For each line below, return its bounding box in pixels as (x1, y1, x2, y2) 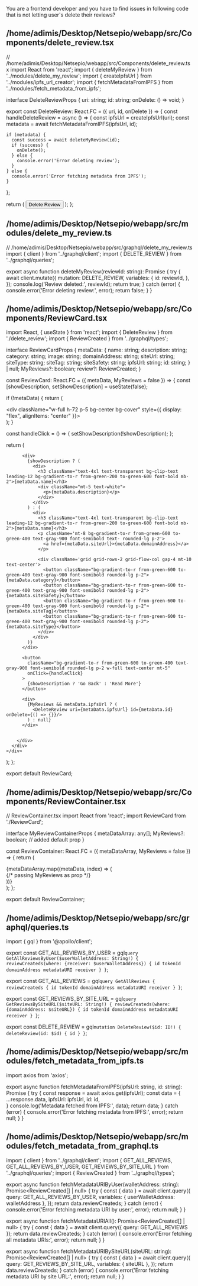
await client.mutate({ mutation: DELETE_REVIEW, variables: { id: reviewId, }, (6, 274, 190, 281)
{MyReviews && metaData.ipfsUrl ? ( (27, 701, 118, 708)
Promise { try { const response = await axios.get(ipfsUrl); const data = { (6, 1089, 181, 1097)
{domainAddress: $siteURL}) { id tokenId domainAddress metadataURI (6, 1007, 178, 1013)
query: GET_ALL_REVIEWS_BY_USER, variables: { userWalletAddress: (6, 1193, 176, 1200)
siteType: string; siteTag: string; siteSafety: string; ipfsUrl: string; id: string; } (6, 359, 190, 366)
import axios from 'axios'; (6, 1071, 69, 1079)
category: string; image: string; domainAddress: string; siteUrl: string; (6, 353, 176, 360)
